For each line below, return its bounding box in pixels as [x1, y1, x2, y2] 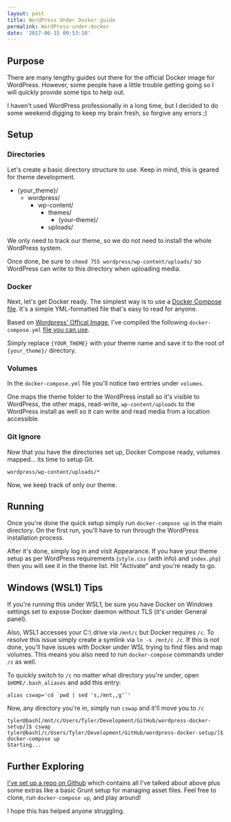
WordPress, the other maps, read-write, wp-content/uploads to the [7, 400, 195, 408]
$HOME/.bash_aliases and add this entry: [7, 679, 121, 687]
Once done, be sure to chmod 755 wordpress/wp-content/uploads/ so [7, 257, 201, 265]
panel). [7, 615, 28, 623]
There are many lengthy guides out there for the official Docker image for [7, 73, 215, 82]
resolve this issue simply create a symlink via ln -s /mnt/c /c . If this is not [7, 636, 219, 644]
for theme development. [7, 172, 76, 181]
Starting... [7, 742, 41, 749]
